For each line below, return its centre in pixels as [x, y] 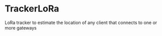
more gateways [21, 27]
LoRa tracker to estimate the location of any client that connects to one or [81, 22]
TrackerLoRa [32, 9]
